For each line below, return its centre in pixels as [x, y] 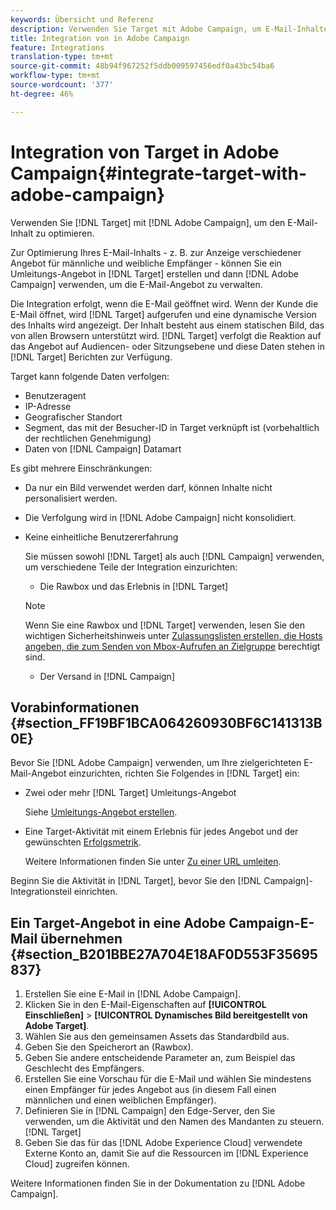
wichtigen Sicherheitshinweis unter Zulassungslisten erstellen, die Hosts [173, 635]
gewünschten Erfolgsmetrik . [83, 842]
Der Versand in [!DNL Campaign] [107, 676]
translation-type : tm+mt [62, 57]
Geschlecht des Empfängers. [84, 1068]
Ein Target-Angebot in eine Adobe [118, 922]
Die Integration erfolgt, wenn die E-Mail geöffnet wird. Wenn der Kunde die [164, 303]
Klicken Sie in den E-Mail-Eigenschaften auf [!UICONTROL [145, 1005]
